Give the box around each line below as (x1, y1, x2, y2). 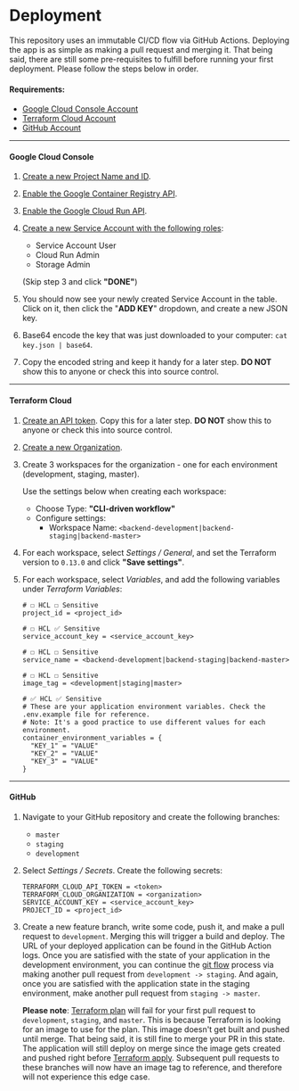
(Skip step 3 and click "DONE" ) (21, 277, 138, 287)
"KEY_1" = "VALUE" (30, 741, 99, 750)
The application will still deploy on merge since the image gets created (21, 1043, 281, 1054)
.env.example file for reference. (21, 710, 150, 719)
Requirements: (9, 84, 65, 95)
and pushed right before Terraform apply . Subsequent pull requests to (21, 1052, 280, 1062)
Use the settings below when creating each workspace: (21, 485, 227, 496)
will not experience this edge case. (21, 1071, 150, 1082)
